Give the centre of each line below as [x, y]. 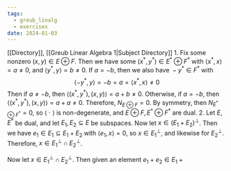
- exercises [31, 26]
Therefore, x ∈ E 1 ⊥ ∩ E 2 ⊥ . [45, 144]
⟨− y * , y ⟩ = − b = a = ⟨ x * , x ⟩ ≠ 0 [117, 81]
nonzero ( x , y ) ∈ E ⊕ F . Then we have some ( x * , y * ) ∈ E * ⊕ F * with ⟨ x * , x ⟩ [115, 61]
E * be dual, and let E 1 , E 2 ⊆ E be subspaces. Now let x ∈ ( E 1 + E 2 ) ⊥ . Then [112, 123]
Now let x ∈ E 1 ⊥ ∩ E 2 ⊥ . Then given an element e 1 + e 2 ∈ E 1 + [95, 160]
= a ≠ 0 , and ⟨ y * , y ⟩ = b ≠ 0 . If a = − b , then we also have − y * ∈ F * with [110, 69]
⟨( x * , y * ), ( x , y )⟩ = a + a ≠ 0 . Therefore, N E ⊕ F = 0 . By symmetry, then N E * [113, 103]
